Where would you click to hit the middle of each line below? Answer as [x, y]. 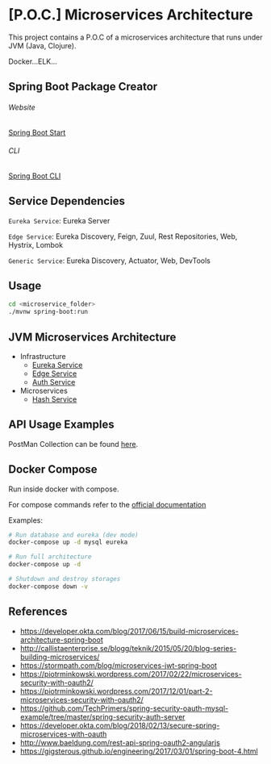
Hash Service [54, 399]
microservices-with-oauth [63, 734]
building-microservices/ [60, 657]
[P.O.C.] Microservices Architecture [131, 15]
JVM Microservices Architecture [92, 337]
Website [22, 107]
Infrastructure [43, 356]
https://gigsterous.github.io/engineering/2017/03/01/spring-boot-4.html [139, 751]
